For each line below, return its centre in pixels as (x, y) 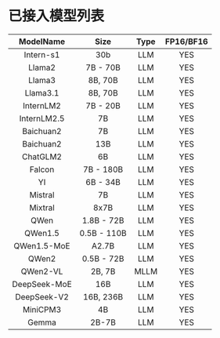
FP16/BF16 (187, 42)
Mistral (42, 194)
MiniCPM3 (42, 309)
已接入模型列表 (56, 16)
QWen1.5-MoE (42, 245)
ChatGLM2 (42, 156)
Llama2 (42, 67)
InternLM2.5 (42, 118)
